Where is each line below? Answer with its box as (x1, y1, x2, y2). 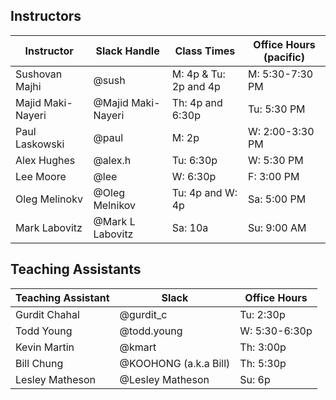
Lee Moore (15, 169, 67, 183)
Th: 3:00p (239, 340, 287, 354)
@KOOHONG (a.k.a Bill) (119, 356, 231, 370)
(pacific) (263, 50, 305, 64)
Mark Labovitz (15, 220, 83, 234)
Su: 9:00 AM (247, 220, 307, 234)
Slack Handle (95, 44, 160, 58)
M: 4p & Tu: (171, 67, 226, 81)
